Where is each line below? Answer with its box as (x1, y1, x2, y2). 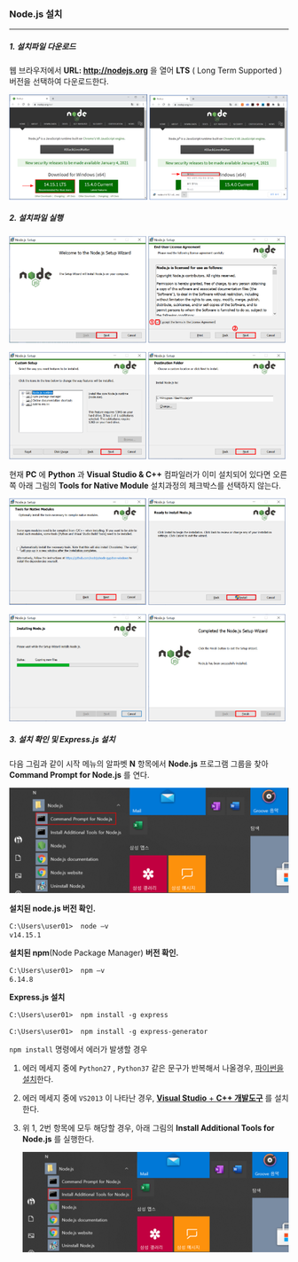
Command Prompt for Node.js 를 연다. (9, 769, 150, 780)
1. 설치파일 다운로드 (9, 41, 76, 51)
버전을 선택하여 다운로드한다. (9, 76, 109, 87)
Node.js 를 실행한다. (21, 1133, 95, 1144)
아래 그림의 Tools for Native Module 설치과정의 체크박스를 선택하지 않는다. (18, 480, 281, 490)
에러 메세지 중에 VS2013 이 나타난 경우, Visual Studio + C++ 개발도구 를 (21, 1093, 273, 1103)
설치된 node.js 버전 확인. (9, 903, 96, 913)
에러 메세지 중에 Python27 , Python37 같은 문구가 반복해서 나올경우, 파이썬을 (21, 1062, 284, 1073)
